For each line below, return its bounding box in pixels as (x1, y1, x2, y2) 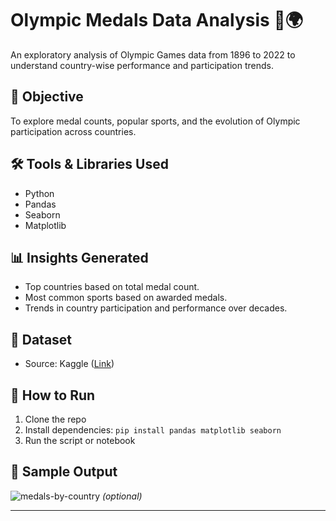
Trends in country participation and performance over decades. (24, 302, 288, 314)
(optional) (101, 490, 143, 502)
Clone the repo (24, 413, 87, 425)
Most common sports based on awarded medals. (24, 292, 228, 304)
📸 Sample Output (10, 463, 118, 481)
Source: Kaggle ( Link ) (24, 358, 115, 370)
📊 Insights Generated (10, 249, 149, 266)
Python (24, 187, 55, 199)
